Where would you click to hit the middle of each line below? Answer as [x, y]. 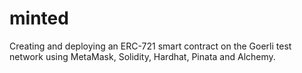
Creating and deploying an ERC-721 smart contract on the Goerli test [150, 46]
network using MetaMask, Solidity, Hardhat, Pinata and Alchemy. [142, 56]
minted [39, 18]
